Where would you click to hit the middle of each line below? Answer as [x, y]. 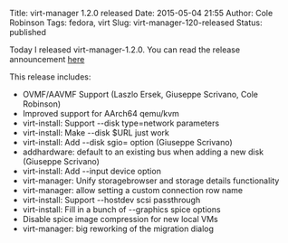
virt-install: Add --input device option [91, 171]
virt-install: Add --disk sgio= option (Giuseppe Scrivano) [127, 142]
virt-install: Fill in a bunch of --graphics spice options [121, 210]
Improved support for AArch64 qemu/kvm [101, 113]
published [28, 32]
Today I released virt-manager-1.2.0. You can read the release [125, 50]
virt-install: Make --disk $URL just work [96, 133]
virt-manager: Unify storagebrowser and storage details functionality [151, 181]
